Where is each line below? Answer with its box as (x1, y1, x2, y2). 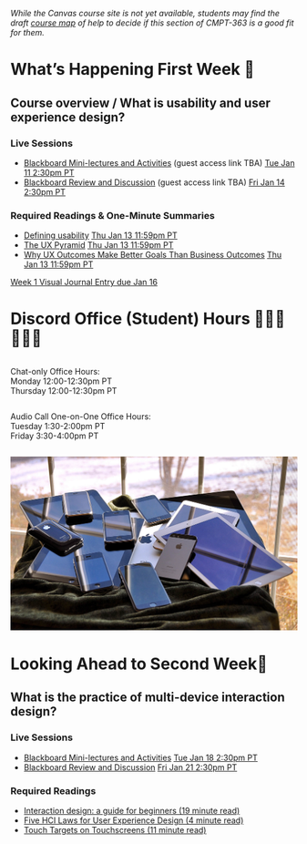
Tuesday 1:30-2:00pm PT (10, 421, 106, 432)
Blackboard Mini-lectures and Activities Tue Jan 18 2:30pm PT (23, 752, 259, 763)
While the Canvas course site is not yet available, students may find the (10, 8, 281, 18)
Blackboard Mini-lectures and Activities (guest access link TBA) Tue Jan (23, 157, 295, 168)
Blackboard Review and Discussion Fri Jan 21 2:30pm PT (23, 761, 238, 773)
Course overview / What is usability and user (10, 95, 271, 110)
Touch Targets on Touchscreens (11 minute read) (23, 824, 207, 835)
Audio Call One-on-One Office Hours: (10, 411, 151, 422)
